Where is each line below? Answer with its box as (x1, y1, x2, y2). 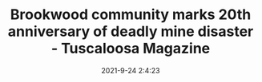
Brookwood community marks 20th (10, 6, 252, 24)
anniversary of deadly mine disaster (7, 22, 254, 41)
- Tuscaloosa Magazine (50, 40, 211, 57)
